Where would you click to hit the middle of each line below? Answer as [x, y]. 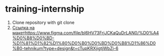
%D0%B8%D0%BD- [33, 38]
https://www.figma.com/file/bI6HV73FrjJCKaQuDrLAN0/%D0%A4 [92, 33]
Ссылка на [23, 27]
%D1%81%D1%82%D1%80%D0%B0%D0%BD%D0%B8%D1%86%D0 [84, 43]
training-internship [45, 9]
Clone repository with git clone [43, 22]
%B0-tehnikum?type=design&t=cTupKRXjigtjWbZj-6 [65, 48]
